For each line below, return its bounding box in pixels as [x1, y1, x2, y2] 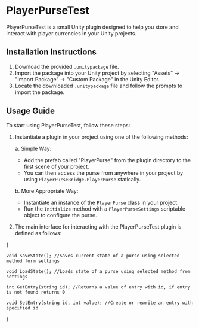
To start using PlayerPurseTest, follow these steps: [6, 122, 130, 129]
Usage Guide [6, 106, 55, 116]
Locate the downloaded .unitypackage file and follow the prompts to [14, 82, 183, 89]
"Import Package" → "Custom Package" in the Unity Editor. [14, 75, 160, 83]
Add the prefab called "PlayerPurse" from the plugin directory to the [23, 156, 191, 163]
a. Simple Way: [14, 145, 52, 152]
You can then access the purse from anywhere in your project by [23, 169, 184, 177]
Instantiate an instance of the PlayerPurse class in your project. [23, 199, 179, 206]
